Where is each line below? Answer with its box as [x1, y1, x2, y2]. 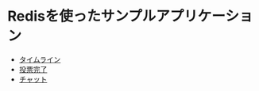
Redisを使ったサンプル [7, 7, 157, 25]
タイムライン [18, 55, 61, 64]
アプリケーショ [155, 7, 253, 25]
